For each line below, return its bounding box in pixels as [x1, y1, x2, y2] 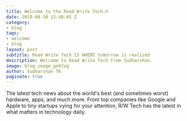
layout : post [6, 47, 38, 53]
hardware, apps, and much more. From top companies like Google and [6, 96, 176, 103]
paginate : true [6, 74, 43, 79]
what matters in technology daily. [6, 109, 86, 116]
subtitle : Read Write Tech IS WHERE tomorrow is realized [6, 52, 150, 58]
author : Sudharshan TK [6, 68, 61, 74]
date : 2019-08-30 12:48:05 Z [6, 14, 77, 20]
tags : [6, 30, 19, 36]
